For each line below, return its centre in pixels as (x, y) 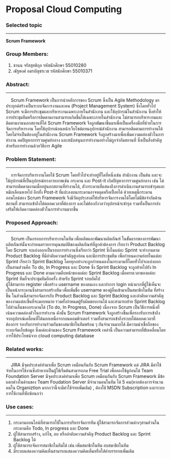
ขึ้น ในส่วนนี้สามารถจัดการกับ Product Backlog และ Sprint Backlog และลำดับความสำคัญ (85, 296)
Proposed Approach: (32, 223)
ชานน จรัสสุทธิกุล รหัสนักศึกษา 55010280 (50, 65)
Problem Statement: (31, 159)
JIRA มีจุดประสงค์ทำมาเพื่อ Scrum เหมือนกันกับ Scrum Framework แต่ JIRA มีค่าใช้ (86, 365)
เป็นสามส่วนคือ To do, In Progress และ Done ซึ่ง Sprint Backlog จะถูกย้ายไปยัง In (81, 267)
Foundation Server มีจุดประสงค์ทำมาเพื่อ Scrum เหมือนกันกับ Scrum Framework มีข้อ (85, 376)
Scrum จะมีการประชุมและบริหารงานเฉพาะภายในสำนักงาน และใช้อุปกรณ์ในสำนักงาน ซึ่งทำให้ (84, 112)
